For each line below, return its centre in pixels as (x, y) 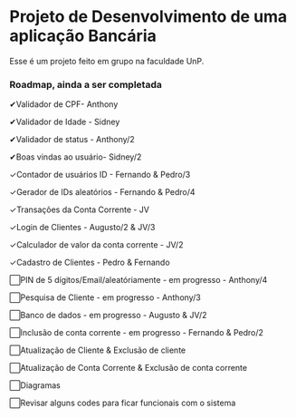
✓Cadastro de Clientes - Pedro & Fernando (90, 262)
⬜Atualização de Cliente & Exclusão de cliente (98, 350)
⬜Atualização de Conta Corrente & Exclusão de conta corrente (128, 368)
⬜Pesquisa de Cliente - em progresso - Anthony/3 (105, 297)
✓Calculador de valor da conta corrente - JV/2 (96, 245)
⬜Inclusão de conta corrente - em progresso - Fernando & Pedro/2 (137, 333)
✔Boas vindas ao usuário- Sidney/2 (76, 157)
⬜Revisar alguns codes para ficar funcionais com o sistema (123, 403)
